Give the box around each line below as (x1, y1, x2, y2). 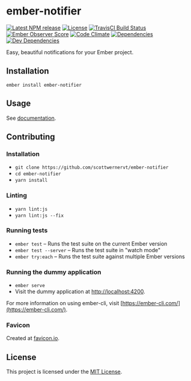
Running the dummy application (6, 268, 102, 276)
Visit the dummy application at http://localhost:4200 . (14, 288, 145, 296)
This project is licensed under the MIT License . (6, 368, 123, 376)
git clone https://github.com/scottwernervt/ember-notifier (14, 164, 169, 171)
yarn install (14, 178, 48, 184)
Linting (6, 191, 27, 200)
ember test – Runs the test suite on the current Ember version (14, 240, 168, 247)
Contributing (6, 131, 55, 142)
